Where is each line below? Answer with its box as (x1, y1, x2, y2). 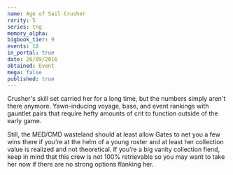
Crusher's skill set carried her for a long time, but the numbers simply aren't (7, 94, 226, 103)
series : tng (7, 23, 42, 30)
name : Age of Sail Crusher (7, 10, 86, 17)
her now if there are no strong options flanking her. (7, 160, 154, 169)
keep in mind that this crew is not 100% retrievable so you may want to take (7, 153, 225, 161)
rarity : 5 (7, 17, 36, 24)
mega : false (7, 69, 42, 76)
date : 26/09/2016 (7, 56, 58, 63)
